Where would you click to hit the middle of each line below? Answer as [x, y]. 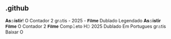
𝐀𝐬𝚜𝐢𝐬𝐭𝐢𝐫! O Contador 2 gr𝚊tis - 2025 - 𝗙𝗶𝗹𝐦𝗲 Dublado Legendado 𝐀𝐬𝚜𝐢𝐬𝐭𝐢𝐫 [83, 20]
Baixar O [14, 32]
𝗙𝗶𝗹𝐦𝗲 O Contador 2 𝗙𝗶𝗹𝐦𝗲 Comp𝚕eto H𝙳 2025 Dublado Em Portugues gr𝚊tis [86, 26]
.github [17, 8]
